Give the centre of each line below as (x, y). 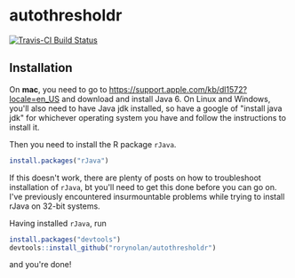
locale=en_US (35, 99)
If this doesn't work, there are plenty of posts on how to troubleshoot (136, 178)
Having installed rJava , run (58, 223)
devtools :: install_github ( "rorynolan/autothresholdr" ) (113, 248)
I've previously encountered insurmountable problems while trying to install (147, 196)
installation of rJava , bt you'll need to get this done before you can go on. (143, 187)
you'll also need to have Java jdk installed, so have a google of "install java (146, 108)
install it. (24, 127)
